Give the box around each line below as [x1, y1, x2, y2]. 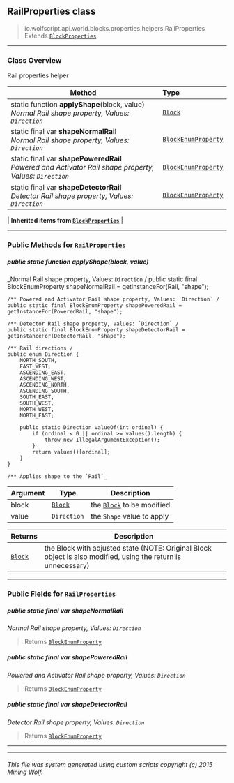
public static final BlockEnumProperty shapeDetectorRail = [7, 327, 186, 334]
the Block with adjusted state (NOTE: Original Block [44, 544, 212, 553]
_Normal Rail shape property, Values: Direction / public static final [7, 275, 198, 283]
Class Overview [7, 55, 62, 65]
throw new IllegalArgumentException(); [44, 436, 160, 443]
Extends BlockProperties [24, 31, 97, 40]
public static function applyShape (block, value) [7, 258, 149, 266]
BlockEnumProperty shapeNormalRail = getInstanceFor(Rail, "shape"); [7, 283, 209, 290]
